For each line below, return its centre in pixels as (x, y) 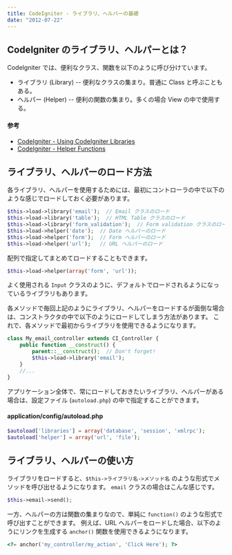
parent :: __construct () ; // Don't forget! (94, 352)
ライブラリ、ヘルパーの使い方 (70, 460)
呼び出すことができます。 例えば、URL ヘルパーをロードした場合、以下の (111, 523)
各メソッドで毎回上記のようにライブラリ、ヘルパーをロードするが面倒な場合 (116, 308)
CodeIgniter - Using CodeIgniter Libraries (76, 141)
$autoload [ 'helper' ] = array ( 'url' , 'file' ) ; (74, 437)
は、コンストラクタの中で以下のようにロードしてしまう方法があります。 (109, 317)
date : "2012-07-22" (35, 20)
